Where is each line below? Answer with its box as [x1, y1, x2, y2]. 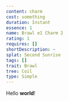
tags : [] [6, 57, 27, 63]
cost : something [6, 14, 45, 20]
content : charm [6, 8, 43, 15]
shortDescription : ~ [6, 47, 56, 53]
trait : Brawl [6, 62, 38, 69]
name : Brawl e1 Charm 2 [6, 30, 64, 36]
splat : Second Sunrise [6, 52, 61, 58]
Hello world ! [6, 90, 36, 97]
